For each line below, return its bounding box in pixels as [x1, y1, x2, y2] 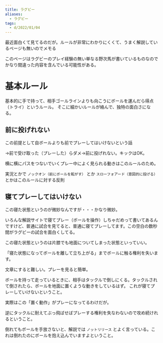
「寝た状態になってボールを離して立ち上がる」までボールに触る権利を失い [5, 250, 154, 256]
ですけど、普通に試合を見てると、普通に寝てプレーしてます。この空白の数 [5, 223, 153, 229]
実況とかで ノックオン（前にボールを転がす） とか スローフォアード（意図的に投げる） [5, 171, 158, 176]
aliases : [5, 12, 23, 17]
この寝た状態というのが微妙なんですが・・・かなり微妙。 [5, 206, 120, 213]
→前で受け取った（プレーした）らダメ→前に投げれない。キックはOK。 [5, 150, 147, 156]
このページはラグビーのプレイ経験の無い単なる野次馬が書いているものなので [5, 56, 159, 62]
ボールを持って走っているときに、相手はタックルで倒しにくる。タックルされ [5, 277, 158, 282]
